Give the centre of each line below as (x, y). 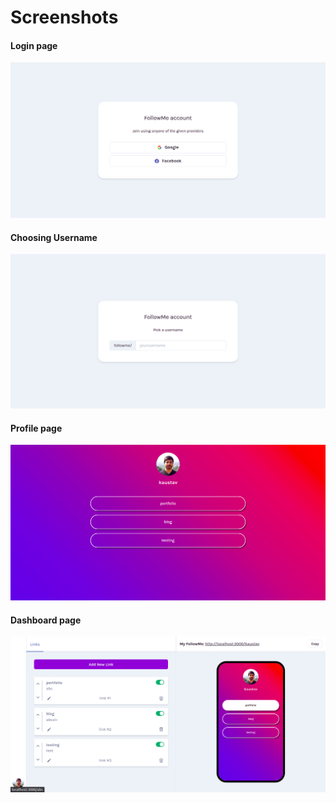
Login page (34, 45)
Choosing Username (54, 237)
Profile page (36, 428)
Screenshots (64, 17)
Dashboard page (46, 620)
